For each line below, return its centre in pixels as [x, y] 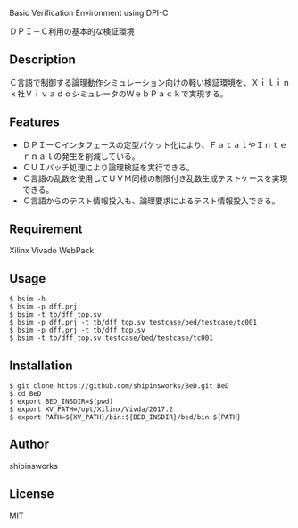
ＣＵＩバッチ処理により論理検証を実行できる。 [108, 167]
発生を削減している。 [100, 156]
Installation [41, 365]
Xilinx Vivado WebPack [52, 251]
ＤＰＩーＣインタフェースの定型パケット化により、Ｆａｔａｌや [139, 144]
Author [29, 445]
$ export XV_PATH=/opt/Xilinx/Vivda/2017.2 [91, 409]
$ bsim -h [28, 299]
